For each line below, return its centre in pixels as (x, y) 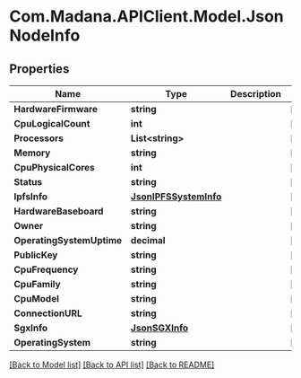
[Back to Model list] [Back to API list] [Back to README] (112, 365)
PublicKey (36, 255)
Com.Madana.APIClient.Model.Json (146, 17)
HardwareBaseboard (59, 211)
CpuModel (37, 299)
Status (28, 182)
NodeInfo (45, 35)
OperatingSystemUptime (68, 240)
